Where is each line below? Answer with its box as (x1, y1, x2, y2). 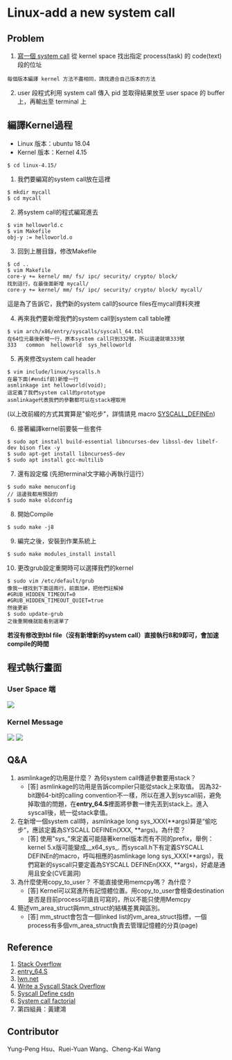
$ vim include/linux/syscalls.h (7, 368, 100, 376)
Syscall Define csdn (17, 989, 75, 998)
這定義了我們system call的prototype (7, 389, 106, 396)
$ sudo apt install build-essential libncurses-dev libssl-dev (7, 438, 194, 445)
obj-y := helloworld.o (7, 234, 73, 241)
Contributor (7, 1025, 59, 1037)
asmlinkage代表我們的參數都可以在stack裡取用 (7, 396, 126, 403)
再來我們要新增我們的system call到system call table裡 (17, 314, 171, 322)
